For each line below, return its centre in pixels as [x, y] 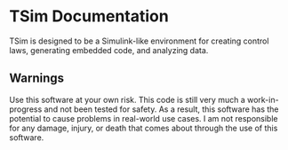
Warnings [37, 79]
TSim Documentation [89, 16]
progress [26, 109]
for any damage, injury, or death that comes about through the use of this [144, 128]
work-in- [263, 99]
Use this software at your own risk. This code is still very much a [128, 99]
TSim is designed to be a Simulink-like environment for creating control [139, 41]
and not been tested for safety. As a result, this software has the [161, 109]
